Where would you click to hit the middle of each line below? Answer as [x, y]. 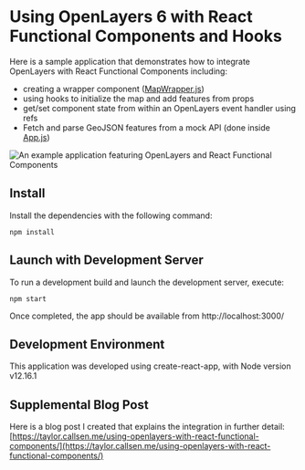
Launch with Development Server [106, 261]
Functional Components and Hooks [146, 36]
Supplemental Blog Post [79, 405]
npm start [28, 298]
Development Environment [87, 344]
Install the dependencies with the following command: [111, 215]
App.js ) [36, 137]
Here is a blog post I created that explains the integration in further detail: [147, 427]
